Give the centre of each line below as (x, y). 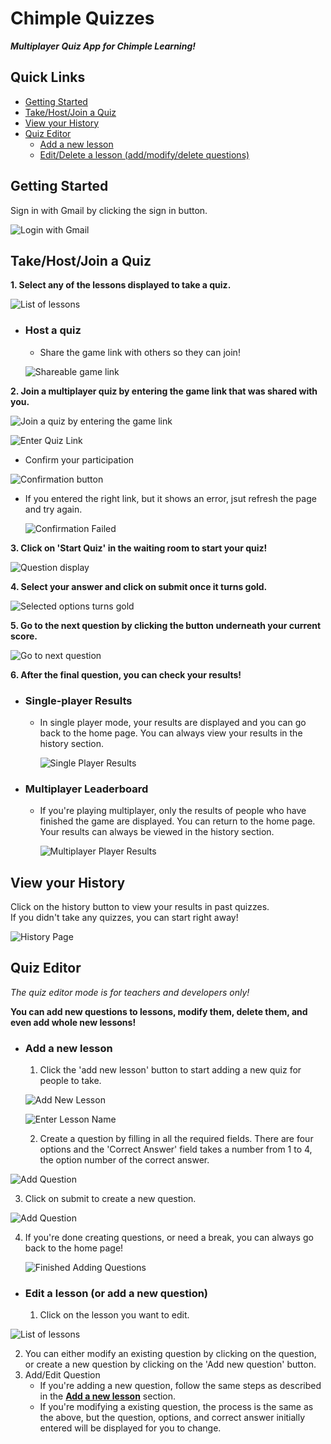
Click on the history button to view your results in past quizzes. (140, 907)
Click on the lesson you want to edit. (114, 1315)
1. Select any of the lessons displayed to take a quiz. (121, 285)
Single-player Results (78, 700)
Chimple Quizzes (82, 18)
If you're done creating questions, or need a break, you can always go (169, 1238)
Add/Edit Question (62, 1375)
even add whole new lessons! (73, 1022)
